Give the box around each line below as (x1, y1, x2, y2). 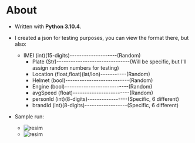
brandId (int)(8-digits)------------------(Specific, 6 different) (32, 101, 179, 108)
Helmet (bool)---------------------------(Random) (32, 77, 153, 84)
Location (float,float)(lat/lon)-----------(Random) (32, 70, 151, 77)
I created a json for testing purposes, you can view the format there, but (14, 34, 189, 41)
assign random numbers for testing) (32, 64, 119, 71)
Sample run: (14, 113, 44, 120)
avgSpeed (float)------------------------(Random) (32, 89, 154, 96)
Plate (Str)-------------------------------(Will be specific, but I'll (32, 58, 187, 65)
